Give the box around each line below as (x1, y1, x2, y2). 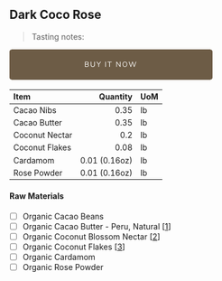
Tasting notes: (31, 31, 85, 42)
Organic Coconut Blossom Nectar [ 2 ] (22, 230, 161, 242)
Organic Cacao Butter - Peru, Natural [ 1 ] (22, 220, 171, 231)
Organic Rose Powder (22, 261, 104, 272)
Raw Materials (9, 190, 65, 201)
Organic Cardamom (22, 251, 97, 262)
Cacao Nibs (13, 104, 57, 116)
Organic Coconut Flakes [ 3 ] (22, 241, 125, 252)
